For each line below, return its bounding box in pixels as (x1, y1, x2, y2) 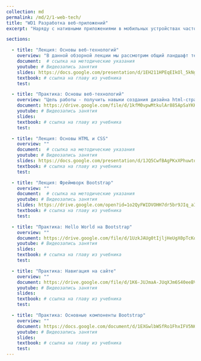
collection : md (6, 8, 44, 15)
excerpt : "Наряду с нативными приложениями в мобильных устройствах (6, 25, 181, 32)
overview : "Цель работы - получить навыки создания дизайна (17, 97, 170, 103)
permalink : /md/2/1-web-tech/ (6, 14, 82, 20)
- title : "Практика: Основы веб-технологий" (11, 91, 124, 98)
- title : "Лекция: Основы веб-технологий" (11, 47, 119, 53)
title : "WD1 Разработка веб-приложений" (6, 20, 109, 26)
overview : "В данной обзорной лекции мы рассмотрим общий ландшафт (17, 53, 188, 59)
